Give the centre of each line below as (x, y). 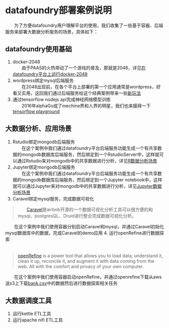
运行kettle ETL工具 (32, 314)
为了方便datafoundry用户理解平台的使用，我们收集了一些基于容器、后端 (89, 25)
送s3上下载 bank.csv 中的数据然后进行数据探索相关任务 (61, 283)
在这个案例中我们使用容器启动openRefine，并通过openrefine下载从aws (88, 277)
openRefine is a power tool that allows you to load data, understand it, (90, 256)
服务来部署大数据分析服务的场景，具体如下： (52, 31)
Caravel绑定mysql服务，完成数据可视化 (53, 198)
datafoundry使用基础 (39, 49)
